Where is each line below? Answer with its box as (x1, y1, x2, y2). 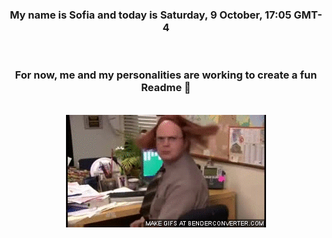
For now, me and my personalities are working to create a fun (14, 68, 318, 82)
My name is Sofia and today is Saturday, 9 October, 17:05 (9, 8, 292, 22)
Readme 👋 (141, 81, 191, 95)
